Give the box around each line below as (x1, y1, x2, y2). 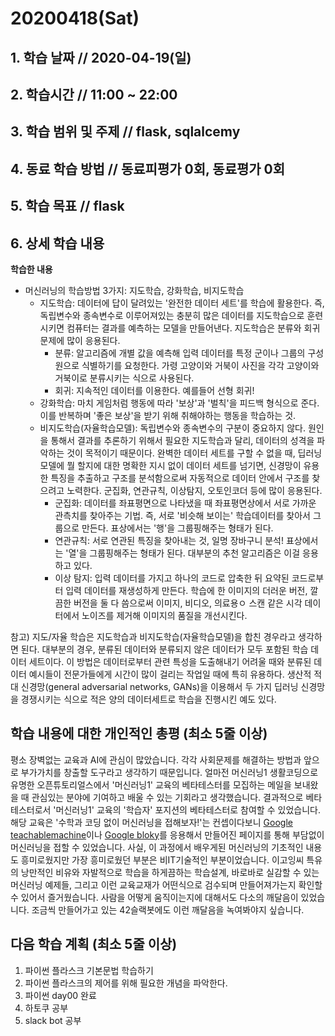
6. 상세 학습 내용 (10, 235, 105, 252)
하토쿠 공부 (24, 1002, 69, 1014)
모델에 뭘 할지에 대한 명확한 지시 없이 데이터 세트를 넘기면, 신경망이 (39, 459, 302, 471)
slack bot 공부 (24, 1014, 82, 1026)
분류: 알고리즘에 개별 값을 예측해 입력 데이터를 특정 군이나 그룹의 (54, 347, 306, 359)
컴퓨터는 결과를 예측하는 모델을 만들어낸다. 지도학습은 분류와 (66, 322, 302, 334)
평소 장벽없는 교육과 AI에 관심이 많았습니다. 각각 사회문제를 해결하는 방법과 (10, 753, 302, 766)
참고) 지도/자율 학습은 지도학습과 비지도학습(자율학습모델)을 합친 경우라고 (10, 630, 297, 642)
